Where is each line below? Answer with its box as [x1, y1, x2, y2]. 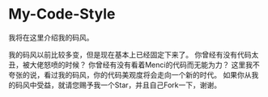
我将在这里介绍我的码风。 [8, 32, 94, 42]
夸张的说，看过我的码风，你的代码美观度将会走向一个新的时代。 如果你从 [8, 70, 252, 79]
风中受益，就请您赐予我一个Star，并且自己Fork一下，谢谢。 [22, 80, 222, 90]
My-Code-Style [8, 5, 116, 23]
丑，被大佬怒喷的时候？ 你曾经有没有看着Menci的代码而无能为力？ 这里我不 [8, 60, 261, 70]
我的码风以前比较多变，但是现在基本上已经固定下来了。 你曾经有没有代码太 [8, 49, 259, 59]
